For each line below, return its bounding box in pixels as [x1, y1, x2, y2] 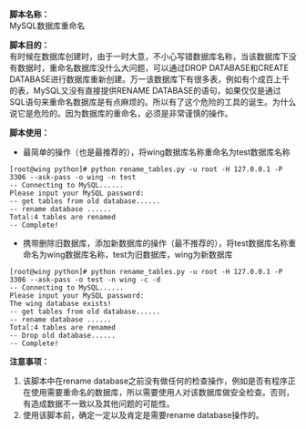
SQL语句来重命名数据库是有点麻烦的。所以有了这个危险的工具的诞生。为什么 [9, 97, 297, 107]
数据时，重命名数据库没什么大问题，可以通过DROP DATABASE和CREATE [16, 63, 290, 73]
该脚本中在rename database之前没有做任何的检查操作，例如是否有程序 [22, 375, 289, 386]
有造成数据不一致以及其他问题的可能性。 [22, 398, 175, 409]
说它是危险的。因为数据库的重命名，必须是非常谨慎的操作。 [9, 108, 233, 118]
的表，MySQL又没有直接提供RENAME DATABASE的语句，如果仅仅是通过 [9, 86, 281, 96]
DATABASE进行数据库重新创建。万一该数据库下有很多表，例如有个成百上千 [9, 74, 290, 85]
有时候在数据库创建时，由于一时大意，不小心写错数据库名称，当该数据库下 [9, 51, 289, 62]
